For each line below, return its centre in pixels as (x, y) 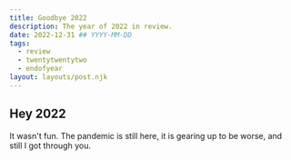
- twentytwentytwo (53, 60)
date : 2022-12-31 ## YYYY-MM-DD (70, 35)
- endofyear (40, 69)
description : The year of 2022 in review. (91, 26)
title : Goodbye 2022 (49, 18)
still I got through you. (50, 145)
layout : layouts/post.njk (58, 77)
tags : (20, 43)
